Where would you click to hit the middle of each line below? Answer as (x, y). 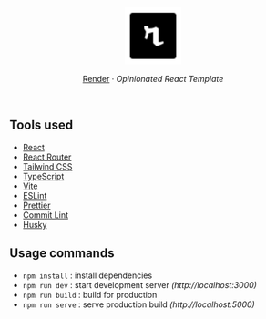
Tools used (41, 125)
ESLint (35, 195)
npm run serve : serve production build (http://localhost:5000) (138, 304)
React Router (47, 157)
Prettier (36, 205)
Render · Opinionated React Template (153, 79)
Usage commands (62, 253)
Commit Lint (46, 215)
